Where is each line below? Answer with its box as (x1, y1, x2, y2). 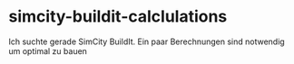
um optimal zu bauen (8, 45, 88, 56)
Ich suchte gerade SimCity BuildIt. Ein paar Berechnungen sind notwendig (8, 36, 285, 47)
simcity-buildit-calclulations (8, 6, 228, 27)
